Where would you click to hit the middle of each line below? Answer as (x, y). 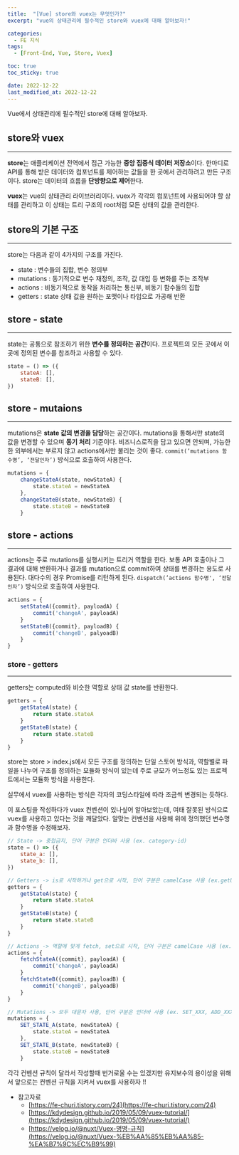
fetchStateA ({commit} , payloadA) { (73, 959)
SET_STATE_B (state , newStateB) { (70, 1045)
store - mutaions (45, 408)
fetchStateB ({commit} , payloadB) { (73, 979)
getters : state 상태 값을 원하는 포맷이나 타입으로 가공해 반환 (101, 297)
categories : (25, 33)
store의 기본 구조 (43, 230)
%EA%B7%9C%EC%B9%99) (72, 1144)
